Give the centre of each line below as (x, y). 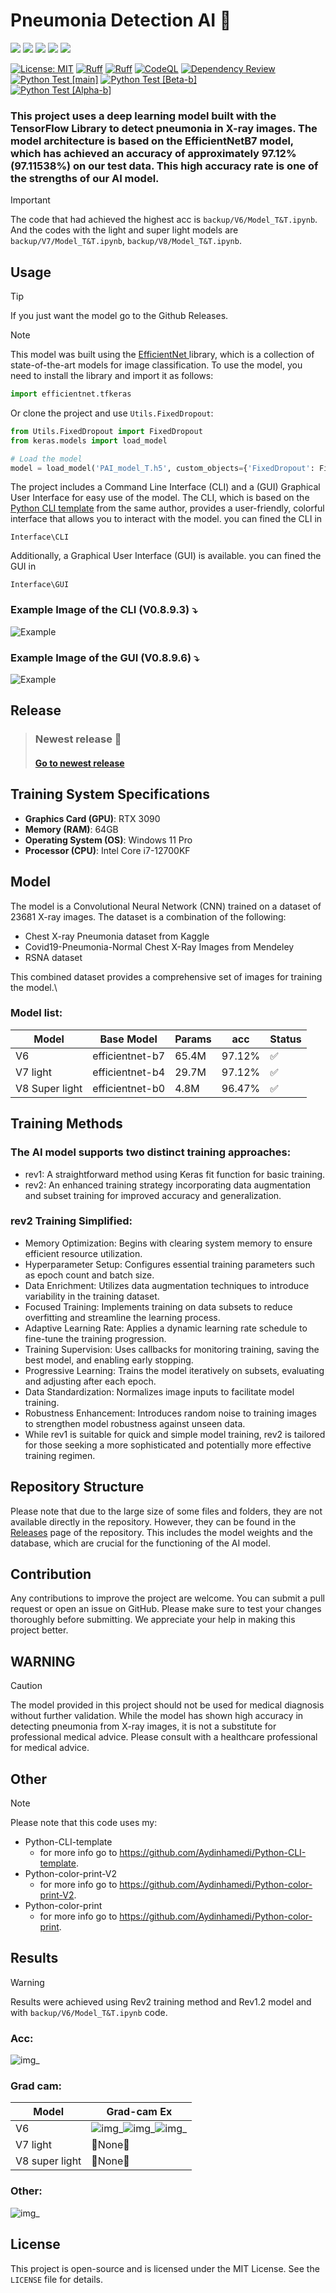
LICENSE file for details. (56, 2279)
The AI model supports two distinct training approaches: (151, 1152)
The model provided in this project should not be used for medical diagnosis (167, 1705)
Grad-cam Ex (139, 2112)
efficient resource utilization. (83, 1253)
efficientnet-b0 (129, 1088)
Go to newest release (79, 763)
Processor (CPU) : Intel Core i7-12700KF (107, 850)
